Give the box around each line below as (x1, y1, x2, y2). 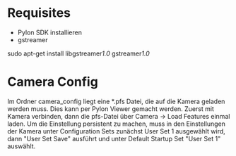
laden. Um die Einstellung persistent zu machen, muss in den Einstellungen (7, 119, 226, 128)
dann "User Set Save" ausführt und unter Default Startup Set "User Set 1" (7, 134, 221, 143)
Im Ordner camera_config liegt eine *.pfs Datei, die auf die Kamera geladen (7, 97, 225, 105)
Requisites (7, 5, 71, 21)
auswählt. (7, 142, 36, 150)
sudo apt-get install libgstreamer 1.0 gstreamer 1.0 (7, 49, 150, 58)
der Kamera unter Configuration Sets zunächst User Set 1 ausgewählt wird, (7, 126, 226, 135)
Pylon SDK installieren (17, 28, 83, 37)
